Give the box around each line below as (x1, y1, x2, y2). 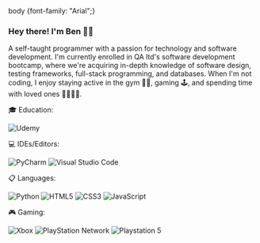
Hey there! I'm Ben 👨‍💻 (8, 25, 94, 36)
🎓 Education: (8, 105, 54, 115)
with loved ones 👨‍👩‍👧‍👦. (8, 89, 82, 99)
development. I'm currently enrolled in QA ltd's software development (8, 52, 235, 62)
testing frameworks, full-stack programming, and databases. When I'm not (8, 69, 252, 78)
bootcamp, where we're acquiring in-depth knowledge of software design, (8, 61, 252, 70)
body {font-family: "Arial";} (8, 6, 96, 15)
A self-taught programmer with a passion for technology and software (8, 44, 237, 53)
